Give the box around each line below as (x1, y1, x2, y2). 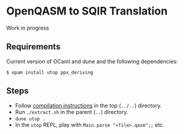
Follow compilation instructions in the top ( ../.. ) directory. (15, 101, 162, 109)
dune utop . (15, 116, 45, 122)
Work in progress (6, 24, 50, 31)
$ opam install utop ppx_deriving (6, 69, 94, 75)
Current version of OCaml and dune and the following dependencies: (6, 57, 179, 65)
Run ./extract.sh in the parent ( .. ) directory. (15, 108, 128, 115)
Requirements (6, 42, 61, 52)
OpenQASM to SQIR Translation (6, 4, 168, 18)
